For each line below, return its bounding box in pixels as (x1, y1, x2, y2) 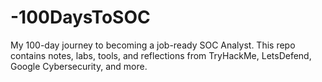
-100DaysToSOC (10, 6, 151, 29)
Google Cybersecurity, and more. (10, 60, 148, 72)
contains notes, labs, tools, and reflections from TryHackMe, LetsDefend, (10, 49, 312, 61)
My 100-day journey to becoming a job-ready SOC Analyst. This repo (10, 39, 296, 51)
